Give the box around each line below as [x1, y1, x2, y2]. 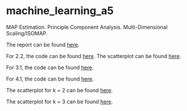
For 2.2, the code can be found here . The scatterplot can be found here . [6, 52, 182, 59]
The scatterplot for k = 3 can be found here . [6, 98, 113, 105]
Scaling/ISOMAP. [6, 29, 48, 36]
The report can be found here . [6, 41, 80, 48]
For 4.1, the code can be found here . [6, 75, 94, 82]
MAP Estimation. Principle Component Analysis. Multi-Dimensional [6, 23, 168, 31]
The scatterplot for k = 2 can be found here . [6, 86, 113, 93]
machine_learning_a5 [6, 4, 114, 18]
